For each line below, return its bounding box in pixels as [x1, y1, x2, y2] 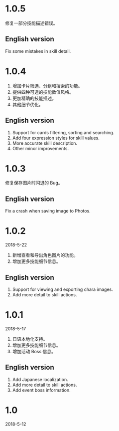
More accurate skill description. [12, 140, 78, 146]
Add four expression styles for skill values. [12, 135, 100, 141]
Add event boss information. [12, 387, 71, 393]
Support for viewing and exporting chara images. [12, 286, 114, 292]
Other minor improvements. [12, 145, 69, 151]
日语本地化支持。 [12, 336, 48, 342]
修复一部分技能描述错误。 [5, 20, 58, 26]
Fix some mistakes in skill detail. [5, 48, 71, 54]
